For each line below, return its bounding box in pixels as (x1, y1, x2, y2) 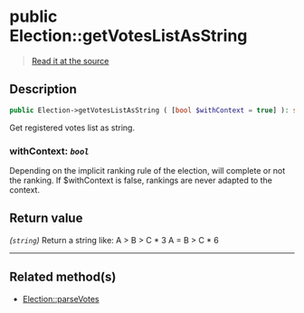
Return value (9, 211, 83, 226)
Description (9, 81, 77, 97)
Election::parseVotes (22, 293, 100, 304)
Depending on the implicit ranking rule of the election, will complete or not (9, 165, 286, 175)
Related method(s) (9, 270, 117, 285)
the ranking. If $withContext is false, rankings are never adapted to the (9, 175, 273, 185)
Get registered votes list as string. (9, 122, 136, 133)
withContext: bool (9, 145, 90, 157)
